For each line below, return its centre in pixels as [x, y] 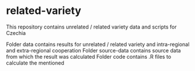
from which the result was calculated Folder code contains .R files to [89, 56]
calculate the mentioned [35, 63]
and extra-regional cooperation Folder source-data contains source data [94, 50]
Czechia [16, 33]
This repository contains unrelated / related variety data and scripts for [91, 27]
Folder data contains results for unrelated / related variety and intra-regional [98, 44]
